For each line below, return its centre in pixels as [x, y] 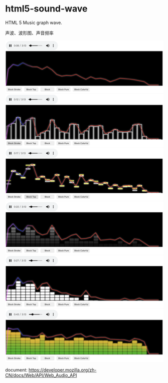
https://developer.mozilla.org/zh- [62, 370]
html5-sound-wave [46, 9]
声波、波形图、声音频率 [29, 33]
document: [16, 370]
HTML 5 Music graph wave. [34, 23]
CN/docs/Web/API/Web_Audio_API [41, 375]
